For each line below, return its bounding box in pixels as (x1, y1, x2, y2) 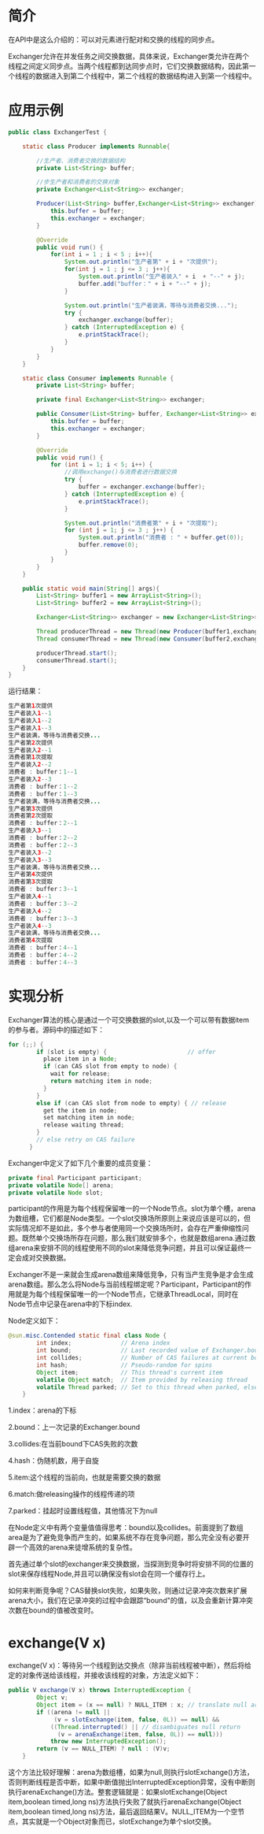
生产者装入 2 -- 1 (8, 746, 53, 754)
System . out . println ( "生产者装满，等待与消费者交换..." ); (64, 301, 238, 310)
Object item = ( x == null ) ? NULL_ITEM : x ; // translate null (36, 1701, 247, 1709)
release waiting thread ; (42, 1121, 125, 1129)
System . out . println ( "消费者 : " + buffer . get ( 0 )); (78, 533, 244, 542)
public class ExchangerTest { (8, 128, 108, 136)
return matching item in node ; (49, 1077, 153, 1086)
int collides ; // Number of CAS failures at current (36, 1354, 247, 1362)
